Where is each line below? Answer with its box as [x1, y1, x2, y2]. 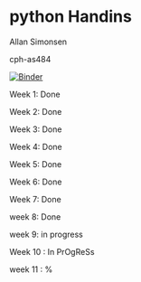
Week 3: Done [9, 124, 62, 135]
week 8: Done [9, 211, 61, 222]
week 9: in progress [9, 229, 83, 240]
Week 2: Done [9, 106, 62, 117]
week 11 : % [9, 264, 53, 275]
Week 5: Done [9, 158, 62, 169]
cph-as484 [9, 53, 52, 64]
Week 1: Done [9, 89, 61, 99]
